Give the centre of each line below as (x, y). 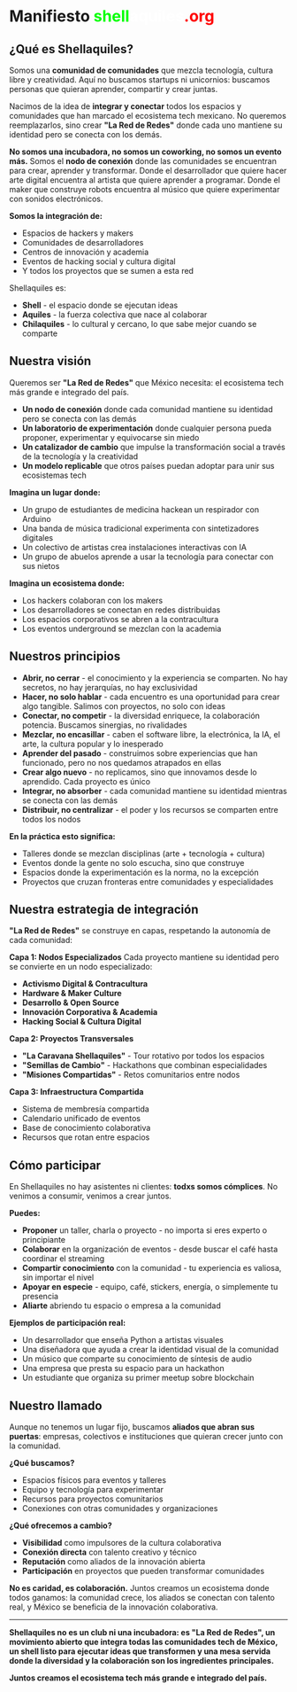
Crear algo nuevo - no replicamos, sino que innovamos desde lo (140, 772)
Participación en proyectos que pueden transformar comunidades (143, 1571)
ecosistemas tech (54, 475)
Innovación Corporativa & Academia (90, 1012)
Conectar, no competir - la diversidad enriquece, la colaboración (141, 715)
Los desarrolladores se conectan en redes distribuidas (121, 610)
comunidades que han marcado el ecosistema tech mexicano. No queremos (148, 116)
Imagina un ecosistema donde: (67, 583)
